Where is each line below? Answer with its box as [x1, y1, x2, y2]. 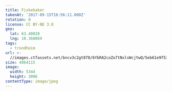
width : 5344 [10, 70, 36, 75]
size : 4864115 [5, 60, 36, 65]
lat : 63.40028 [10, 31, 40, 36]
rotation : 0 [5, 17, 31, 22]
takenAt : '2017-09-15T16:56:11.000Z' [5, 12, 86, 17]
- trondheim [10, 45, 36, 51]
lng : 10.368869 [10, 36, 42, 41]
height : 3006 [10, 74, 38, 79]
